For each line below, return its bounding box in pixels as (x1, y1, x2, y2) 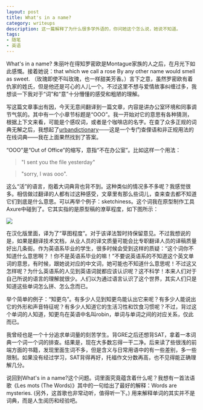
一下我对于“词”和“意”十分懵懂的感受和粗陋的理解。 (16, 90, 143, 98)
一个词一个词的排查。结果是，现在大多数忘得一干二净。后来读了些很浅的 (11, 339, 192, 346)
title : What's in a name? (6, 15, 71, 21)
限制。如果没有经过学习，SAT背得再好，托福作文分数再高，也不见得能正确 (6, 354, 192, 361)
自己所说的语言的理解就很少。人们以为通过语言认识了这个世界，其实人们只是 (6, 275, 197, 282)
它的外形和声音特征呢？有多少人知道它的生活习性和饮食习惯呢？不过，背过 (6, 303, 192, 310)
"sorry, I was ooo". (21, 170, 68, 177)
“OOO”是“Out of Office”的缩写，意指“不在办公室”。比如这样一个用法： (6, 146, 181, 153)
